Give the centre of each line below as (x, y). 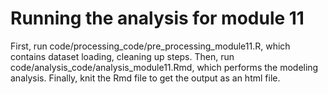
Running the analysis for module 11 (157, 18)
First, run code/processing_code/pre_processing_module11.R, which (150, 46)
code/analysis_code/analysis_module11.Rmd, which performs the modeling (164, 67)
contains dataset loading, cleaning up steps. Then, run (122, 56)
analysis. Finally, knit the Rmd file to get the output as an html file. (145, 78)
